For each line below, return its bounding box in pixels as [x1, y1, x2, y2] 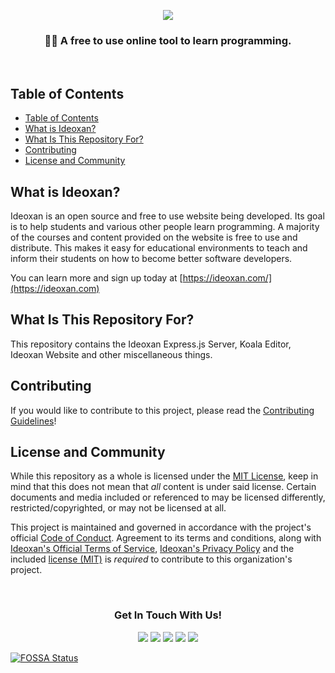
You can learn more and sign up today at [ [10, 271, 183, 284]
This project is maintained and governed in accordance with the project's [10, 521, 312, 534]
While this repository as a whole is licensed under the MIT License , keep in [10, 470, 319, 482]
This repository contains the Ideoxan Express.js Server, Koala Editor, [10, 338, 292, 350]
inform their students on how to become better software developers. [10, 252, 293, 264]
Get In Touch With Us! [113, 608, 223, 622]
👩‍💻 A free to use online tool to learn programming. [44, 33, 292, 47]
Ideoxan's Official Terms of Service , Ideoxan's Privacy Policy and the [10, 543, 295, 555]
